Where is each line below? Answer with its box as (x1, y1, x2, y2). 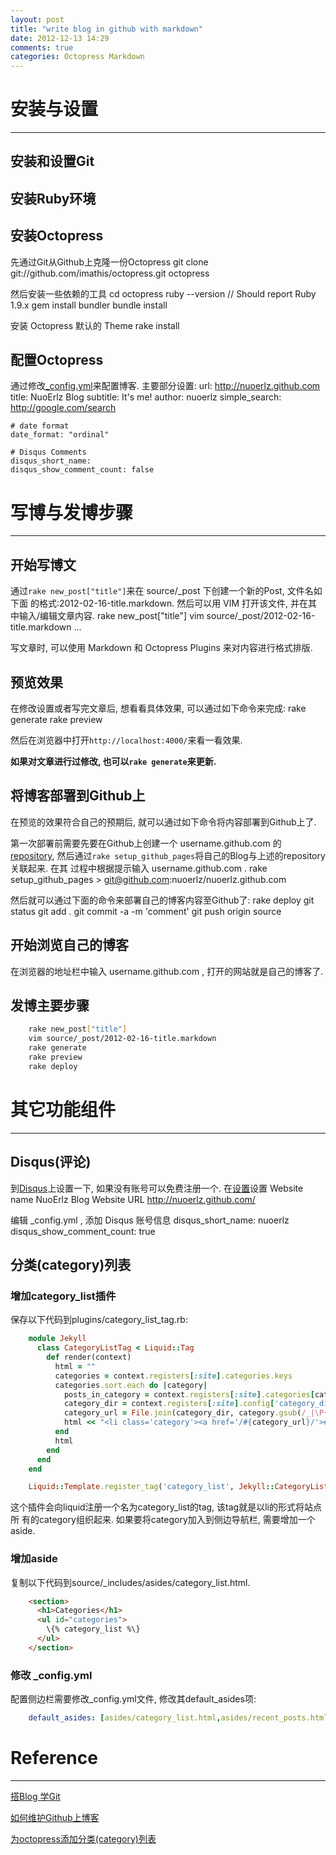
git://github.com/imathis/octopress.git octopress (10, 267, 210, 279)
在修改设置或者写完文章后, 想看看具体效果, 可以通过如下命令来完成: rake (10, 702, 307, 715)
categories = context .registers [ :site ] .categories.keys (54, 1371, 293, 1381)
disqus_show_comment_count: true (10, 1225, 156, 1237)
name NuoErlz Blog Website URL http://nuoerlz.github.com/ (10, 1193, 256, 1205)
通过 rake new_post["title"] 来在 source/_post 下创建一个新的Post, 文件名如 (10, 585, 323, 597)
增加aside (10, 1552, 58, 1566)
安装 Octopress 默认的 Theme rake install (10, 319, 180, 331)
